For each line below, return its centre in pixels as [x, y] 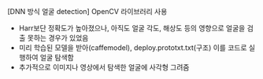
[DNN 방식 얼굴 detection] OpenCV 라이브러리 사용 [87, 11]
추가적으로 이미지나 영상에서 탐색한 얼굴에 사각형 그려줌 [104, 67]
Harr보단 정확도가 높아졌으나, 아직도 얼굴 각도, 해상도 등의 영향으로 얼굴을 [132, 28]
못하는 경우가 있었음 [58, 38]
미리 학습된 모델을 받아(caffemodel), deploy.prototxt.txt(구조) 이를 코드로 [133, 48]
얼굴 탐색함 [57, 57]
